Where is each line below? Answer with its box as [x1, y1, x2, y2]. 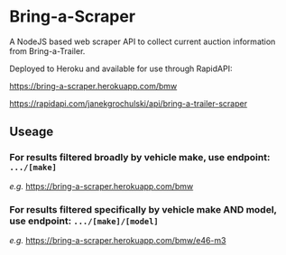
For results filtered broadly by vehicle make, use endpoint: [9, 151, 271, 164]
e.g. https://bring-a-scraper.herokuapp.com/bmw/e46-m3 [9, 234, 226, 245]
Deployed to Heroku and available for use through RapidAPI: [9, 63, 233, 74]
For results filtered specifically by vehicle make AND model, [9, 203, 277, 215]
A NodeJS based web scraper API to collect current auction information [9, 36, 276, 47]
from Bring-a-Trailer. [9, 45, 86, 56]
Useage [9, 124, 54, 140]
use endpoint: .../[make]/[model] [9, 214, 160, 227]
